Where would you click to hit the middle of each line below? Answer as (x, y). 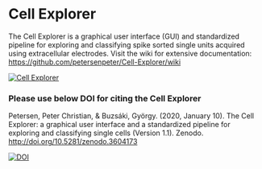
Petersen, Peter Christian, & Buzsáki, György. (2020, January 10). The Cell (131, 116)
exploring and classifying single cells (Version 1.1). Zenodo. (106, 133)
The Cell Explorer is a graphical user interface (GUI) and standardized (124, 36)
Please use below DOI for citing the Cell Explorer (105, 98)
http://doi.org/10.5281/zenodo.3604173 (73, 142)
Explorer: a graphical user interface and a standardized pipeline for (120, 125)
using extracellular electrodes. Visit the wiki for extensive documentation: (130, 53)
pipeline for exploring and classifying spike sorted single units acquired (127, 44)
